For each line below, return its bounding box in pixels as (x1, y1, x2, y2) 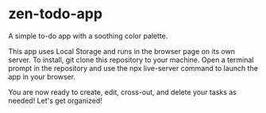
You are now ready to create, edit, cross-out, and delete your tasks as (8, 87, 237, 96)
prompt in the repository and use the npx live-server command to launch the (8, 63, 258, 72)
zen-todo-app (8, 5, 103, 23)
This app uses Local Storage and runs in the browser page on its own (8, 46, 236, 56)
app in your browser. (8, 72, 76, 81)
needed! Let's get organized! (8, 95, 103, 105)
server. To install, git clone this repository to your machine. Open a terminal (8, 55, 254, 64)
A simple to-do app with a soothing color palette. (8, 31, 168, 41)
